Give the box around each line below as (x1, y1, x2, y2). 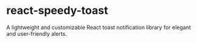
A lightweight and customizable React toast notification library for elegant (6, 24, 191, 31)
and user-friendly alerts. (6, 30, 67, 37)
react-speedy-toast (6, 4, 109, 18)
